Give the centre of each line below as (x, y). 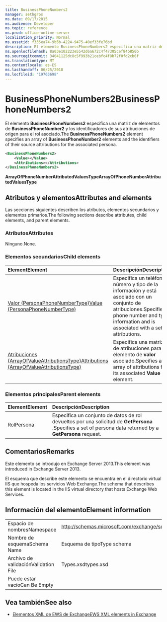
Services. (15, 494)
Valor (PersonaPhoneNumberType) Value (55, 303)
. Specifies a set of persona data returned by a (105, 428)
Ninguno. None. (21, 244)
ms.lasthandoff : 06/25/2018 (34, 70)
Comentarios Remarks (40, 452)
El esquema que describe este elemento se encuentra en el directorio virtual (83, 478)
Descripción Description (81, 407)
